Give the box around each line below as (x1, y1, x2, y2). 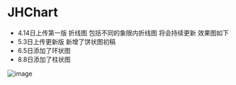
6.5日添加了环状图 (17, 46, 71, 55)
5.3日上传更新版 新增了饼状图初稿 (17, 37, 116, 46)
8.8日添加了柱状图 (17, 55, 71, 64)
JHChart (7, 4, 58, 21)
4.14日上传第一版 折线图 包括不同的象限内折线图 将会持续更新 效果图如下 (17, 28, 229, 37)
